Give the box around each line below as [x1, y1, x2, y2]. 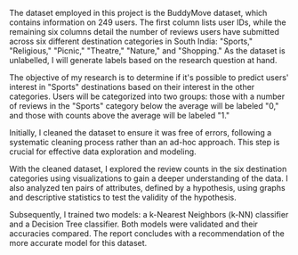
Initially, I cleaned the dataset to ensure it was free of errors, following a [9, 127, 272, 137]
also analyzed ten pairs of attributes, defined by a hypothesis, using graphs [9, 183, 286, 193]
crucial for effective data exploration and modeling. [9, 146, 197, 157]
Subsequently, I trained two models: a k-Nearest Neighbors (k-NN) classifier [9, 210, 289, 219]
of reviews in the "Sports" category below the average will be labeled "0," [9, 101, 279, 111]
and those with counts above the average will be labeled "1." [9, 111, 230, 120]
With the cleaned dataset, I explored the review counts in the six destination [9, 164, 287, 174]
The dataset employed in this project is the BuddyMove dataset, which [9, 8, 268, 18]
